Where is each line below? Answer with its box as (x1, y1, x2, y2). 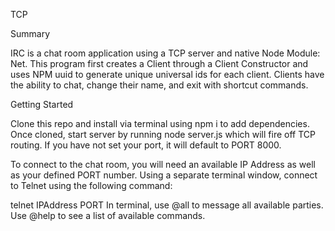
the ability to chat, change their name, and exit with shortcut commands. (10, 79, 309, 91)
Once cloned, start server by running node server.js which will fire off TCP (10, 129, 316, 140)
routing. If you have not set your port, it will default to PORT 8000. (10, 139, 282, 151)
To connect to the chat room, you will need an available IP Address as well (10, 159, 317, 170)
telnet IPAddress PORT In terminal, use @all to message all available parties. (10, 199, 324, 211)
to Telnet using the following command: (10, 180, 173, 191)
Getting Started (10, 99, 74, 110)
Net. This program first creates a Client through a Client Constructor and (10, 58, 309, 69)
